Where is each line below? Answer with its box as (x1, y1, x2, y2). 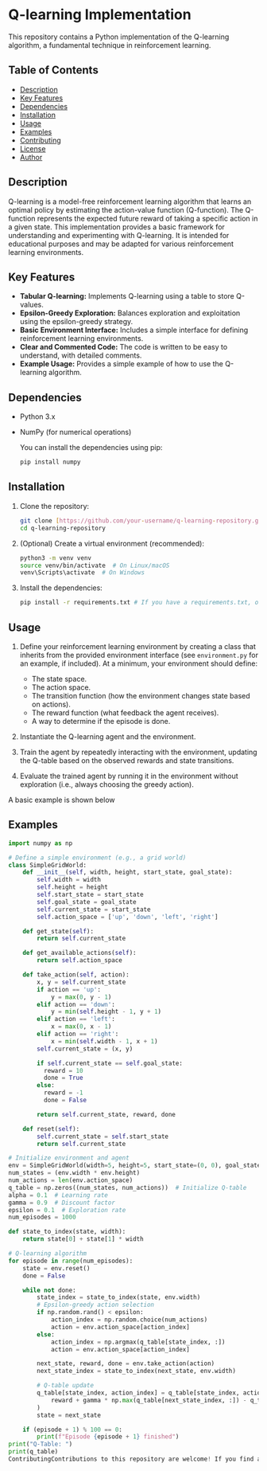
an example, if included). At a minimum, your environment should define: (19, 659, 258, 668)
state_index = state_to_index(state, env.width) (37, 1293, 201, 1301)
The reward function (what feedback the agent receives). (31, 707, 219, 718)
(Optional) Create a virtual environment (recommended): (19, 538, 205, 548)
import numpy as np (8, 839, 73, 847)
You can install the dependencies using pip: (19, 443, 163, 452)
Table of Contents (8, 64, 99, 77)
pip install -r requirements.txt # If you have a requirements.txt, (19, 599, 252, 607)
